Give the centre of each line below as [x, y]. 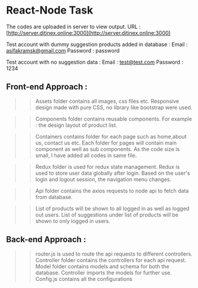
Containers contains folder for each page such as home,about [111, 136]
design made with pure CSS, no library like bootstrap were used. [114, 107]
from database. [54, 197]
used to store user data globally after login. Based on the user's [113, 173]
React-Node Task [50, 10]
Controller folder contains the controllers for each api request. [111, 260]
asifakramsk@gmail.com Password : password [63, 50]
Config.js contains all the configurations [84, 279]
